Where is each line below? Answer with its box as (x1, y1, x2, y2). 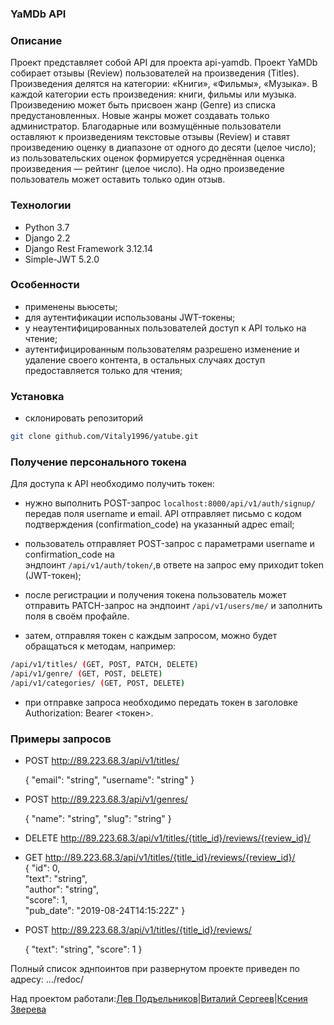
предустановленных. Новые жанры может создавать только (10, 110, 270, 122)
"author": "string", (24, 883, 100, 896)
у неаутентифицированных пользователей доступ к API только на (24, 322, 307, 334)
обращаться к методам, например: (24, 640, 176, 652)
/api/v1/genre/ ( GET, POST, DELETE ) (10, 669, 163, 679)
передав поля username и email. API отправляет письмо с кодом (24, 508, 302, 520)
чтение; (24, 332, 58, 344)
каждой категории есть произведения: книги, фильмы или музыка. (10, 88, 297, 101)
